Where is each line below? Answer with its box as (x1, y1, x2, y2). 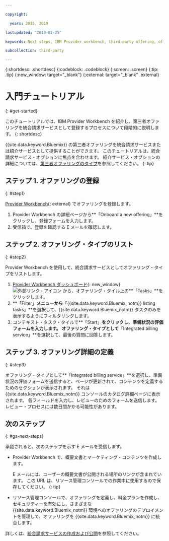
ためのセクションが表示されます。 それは (5, 384, 90, 390)
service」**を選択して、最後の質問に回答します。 (12, 331, 116, 337)
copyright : (5, 12, 28, 17)
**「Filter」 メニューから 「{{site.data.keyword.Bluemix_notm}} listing (12, 300, 156, 306)
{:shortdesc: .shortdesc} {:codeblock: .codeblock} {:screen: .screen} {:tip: (5, 66, 158, 73)
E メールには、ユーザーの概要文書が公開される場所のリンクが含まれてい (12, 471, 162, 478)
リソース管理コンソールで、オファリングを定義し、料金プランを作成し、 (12, 495, 162, 501)
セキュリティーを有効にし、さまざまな (12, 501, 92, 507)
